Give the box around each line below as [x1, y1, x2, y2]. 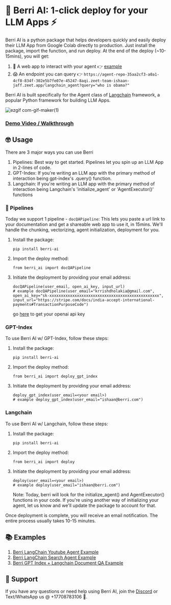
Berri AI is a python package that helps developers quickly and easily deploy [5, 37, 166, 43]
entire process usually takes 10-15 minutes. [5, 518, 96, 524]
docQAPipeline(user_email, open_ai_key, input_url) [12, 284, 125, 289]
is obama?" [106, 83, 130, 88]
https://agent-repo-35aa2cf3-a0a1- [84, 71, 160, 77]
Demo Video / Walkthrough [5, 119, 74, 127]
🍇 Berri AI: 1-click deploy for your [5, 5, 148, 16]
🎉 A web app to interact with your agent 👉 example [12, 63, 123, 69]
